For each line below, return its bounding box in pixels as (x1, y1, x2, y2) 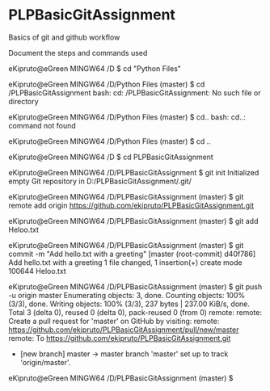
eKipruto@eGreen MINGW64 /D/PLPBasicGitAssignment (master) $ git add (8, 216, 259, 225)
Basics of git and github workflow (8, 32, 120, 42)
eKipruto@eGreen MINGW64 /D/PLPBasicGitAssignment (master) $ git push (8, 281, 263, 292)
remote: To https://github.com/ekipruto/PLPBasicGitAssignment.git (8, 333, 231, 343)
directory (8, 96, 39, 106)
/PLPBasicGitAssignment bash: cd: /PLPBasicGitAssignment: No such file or (8, 87, 261, 98)
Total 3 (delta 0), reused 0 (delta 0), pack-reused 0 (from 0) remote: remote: (8, 307, 263, 317)
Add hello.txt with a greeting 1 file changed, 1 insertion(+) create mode (8, 257, 243, 267)
